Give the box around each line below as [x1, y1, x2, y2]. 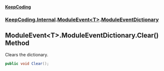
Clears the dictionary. [5, 52, 48, 58]
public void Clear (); [5, 61, 49, 66]
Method [5, 39, 30, 47]
